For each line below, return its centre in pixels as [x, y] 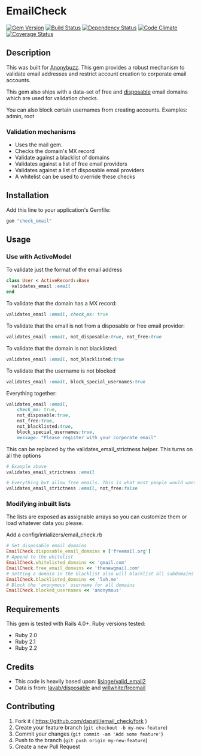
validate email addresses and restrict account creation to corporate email [96, 74]
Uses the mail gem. [39, 145]
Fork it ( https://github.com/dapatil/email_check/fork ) [81, 721]
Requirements [33, 609]
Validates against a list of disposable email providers [80, 170]
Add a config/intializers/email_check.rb [54, 535]
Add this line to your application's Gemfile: [58, 210]
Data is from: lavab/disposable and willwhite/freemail [80, 688]
